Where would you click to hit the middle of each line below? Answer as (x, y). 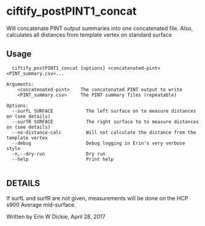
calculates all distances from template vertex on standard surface (89, 34)
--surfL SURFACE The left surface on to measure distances (104, 111)
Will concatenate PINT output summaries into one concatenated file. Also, (100, 28)
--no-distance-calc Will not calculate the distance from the (104, 132)
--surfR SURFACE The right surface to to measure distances (106, 122)
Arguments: (20, 84)
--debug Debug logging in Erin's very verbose (99, 143)
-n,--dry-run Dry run (59, 154)
